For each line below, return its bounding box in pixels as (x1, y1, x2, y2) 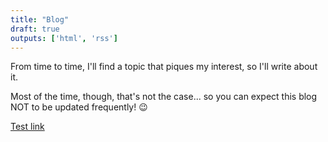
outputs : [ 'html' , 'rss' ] (10, 33, 118, 43)
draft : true (10, 24, 60, 34)
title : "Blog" (10, 14, 70, 25)
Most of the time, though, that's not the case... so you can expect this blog (10, 91, 318, 103)
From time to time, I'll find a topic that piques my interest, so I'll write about (10, 61, 318, 73)
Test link (10, 121, 45, 133)
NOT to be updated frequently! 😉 (10, 101, 148, 113)
